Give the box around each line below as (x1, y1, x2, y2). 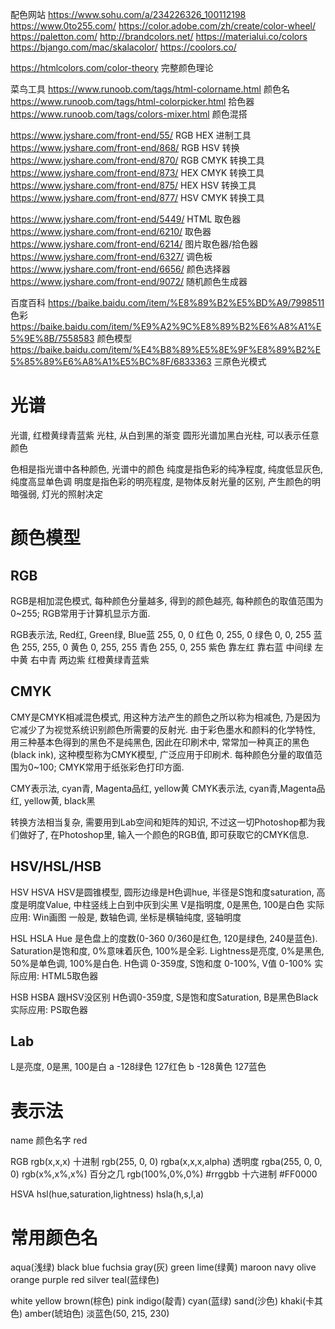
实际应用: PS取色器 (10, 1003, 88, 1015)
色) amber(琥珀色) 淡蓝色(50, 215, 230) (10, 1308, 170, 1320)
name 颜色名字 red (10, 1134, 88, 1147)
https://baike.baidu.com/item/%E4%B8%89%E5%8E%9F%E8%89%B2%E (10, 344, 322, 355)
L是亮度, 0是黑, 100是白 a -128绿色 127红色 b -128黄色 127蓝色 (10, 1061, 267, 1073)
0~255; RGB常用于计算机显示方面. (10, 607, 151, 619)
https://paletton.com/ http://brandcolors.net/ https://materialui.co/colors (10, 31, 308, 42)
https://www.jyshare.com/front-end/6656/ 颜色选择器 (10, 263, 231, 275)
